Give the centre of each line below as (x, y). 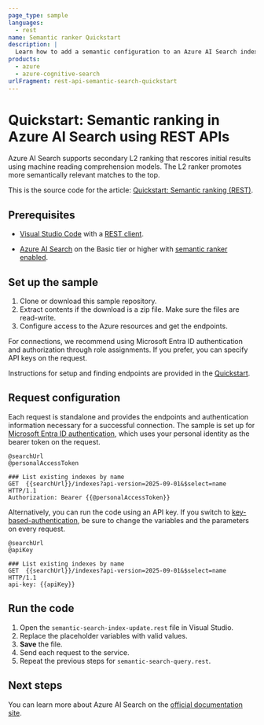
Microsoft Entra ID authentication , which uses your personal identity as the (129, 434)
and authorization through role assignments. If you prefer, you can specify (128, 350)
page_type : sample (38, 15)
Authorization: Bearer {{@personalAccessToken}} (89, 497)
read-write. (38, 318)
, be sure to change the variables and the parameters (163, 520)
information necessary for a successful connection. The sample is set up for (132, 425)
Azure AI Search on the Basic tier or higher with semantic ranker (123, 249)
